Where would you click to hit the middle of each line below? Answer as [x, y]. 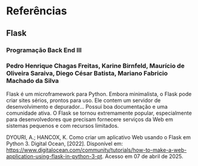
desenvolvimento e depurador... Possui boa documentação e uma [87, 106]
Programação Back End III [44, 50]
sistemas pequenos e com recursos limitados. [63, 125]
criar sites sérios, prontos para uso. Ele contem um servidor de [83, 100]
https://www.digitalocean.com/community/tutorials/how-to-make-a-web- [96, 150]
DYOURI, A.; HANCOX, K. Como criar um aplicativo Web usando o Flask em [98, 137]
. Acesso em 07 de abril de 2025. [143, 156]
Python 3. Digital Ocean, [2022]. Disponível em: [65, 143]
